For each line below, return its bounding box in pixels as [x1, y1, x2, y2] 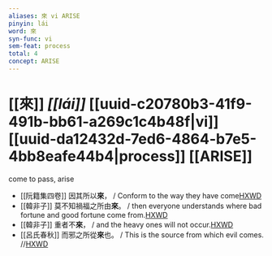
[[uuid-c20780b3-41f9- [89, 95, 253, 114]
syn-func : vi [8, 34, 53, 43]
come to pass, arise [8, 174, 75, 184]
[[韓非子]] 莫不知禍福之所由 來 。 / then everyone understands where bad [19, 201, 262, 210]
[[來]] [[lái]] [8, 95, 86, 114]
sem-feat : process [8, 42, 71, 50]
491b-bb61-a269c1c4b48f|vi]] [8, 113, 219, 131]
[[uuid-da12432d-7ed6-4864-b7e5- [8, 130, 257, 149]
